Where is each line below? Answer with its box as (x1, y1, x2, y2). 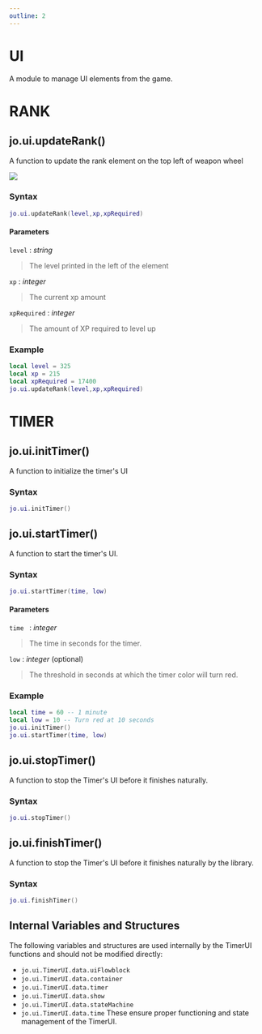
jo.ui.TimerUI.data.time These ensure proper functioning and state (20, 1007, 250, 1018)
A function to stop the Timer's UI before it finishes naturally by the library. (9, 857, 254, 868)
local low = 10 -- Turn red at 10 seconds (9, 716, 154, 724)
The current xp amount (28, 292, 106, 302)
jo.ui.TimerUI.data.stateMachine (20, 1001, 134, 1009)
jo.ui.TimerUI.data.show (20, 992, 105, 1000)
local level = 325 (9, 363, 71, 371)
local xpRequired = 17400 (9, 377, 96, 385)
